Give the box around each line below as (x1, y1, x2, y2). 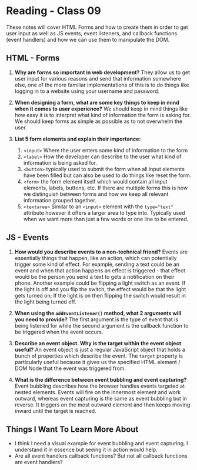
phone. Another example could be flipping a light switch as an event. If (14, 279, 186, 286)
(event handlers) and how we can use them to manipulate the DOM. (6, 36, 170, 43)
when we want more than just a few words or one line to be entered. (23, 215, 189, 222)
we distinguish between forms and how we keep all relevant (23, 190, 169, 198)
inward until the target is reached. (14, 407, 96, 414)
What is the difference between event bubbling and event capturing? (14, 376, 187, 383)
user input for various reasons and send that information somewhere (14, 75, 181, 82)
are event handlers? (14, 459, 63, 466)
